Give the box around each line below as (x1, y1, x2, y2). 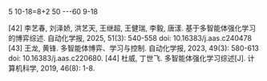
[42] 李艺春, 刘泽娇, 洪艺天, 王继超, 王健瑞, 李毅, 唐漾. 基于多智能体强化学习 (8, 23, 257, 33)
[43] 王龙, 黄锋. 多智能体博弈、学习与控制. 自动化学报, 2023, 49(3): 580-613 (8, 43, 259, 53)
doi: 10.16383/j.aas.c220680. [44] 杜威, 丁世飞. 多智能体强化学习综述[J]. (8, 54, 246, 63)
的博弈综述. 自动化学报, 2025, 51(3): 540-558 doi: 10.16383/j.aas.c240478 (8, 34, 253, 43)
